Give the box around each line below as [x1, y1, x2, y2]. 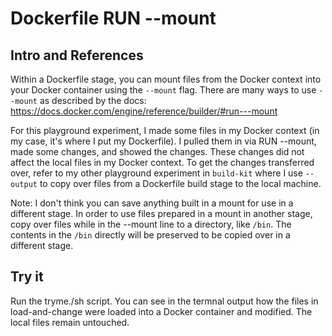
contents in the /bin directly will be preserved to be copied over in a [10, 229, 291, 241]
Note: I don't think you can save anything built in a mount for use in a [10, 197, 294, 209]
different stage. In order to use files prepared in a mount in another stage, [10, 208, 313, 219]
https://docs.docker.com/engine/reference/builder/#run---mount [10, 105, 278, 117]
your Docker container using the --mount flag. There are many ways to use [10, 84, 317, 96]
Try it [10, 268, 44, 286]
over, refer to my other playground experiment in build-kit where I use [10, 167, 303, 179]
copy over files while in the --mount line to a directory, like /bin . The [10, 218, 292, 230]
